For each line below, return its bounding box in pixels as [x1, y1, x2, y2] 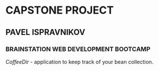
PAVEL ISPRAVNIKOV [5, 27, 86, 37]
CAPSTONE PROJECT [5, 4, 114, 17]
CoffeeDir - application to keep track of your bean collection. [5, 58, 154, 65]
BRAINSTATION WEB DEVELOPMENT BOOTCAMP [5, 45, 151, 53]
